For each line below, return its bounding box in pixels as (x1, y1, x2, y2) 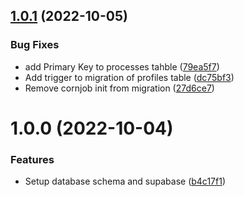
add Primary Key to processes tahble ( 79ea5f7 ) (24, 60, 220, 73)
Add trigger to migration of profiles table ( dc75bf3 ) (24, 71, 235, 83)
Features (10, 152, 55, 166)
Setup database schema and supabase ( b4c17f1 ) (24, 175, 226, 188)
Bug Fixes (10, 38, 60, 52)
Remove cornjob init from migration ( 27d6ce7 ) (24, 82, 215, 94)
